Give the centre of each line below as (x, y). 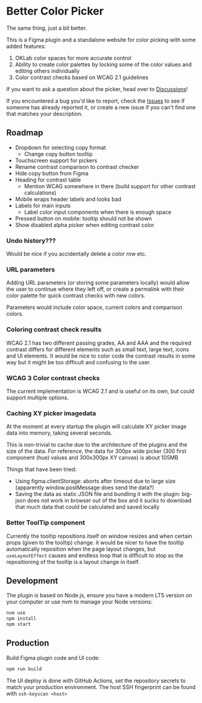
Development (32, 581)
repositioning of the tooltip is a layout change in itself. (73, 562)
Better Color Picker (55, 11)
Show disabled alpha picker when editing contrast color (85, 225)
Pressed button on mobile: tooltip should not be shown (83, 218)
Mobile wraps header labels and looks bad (68, 199)
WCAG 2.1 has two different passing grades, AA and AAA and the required (99, 343)
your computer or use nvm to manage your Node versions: (79, 602)
